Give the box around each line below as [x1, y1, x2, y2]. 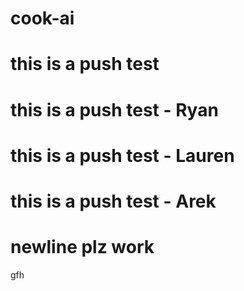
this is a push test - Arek [10, 190, 217, 212]
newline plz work [10, 236, 155, 259]
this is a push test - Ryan [10, 98, 219, 121]
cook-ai [10, 7, 75, 30]
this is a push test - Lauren [10, 144, 235, 167]
